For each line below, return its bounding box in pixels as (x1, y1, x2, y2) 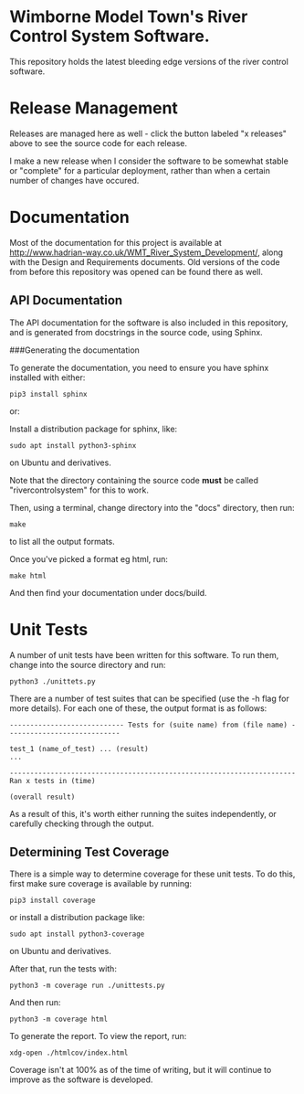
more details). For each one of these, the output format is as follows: (9, 702, 267, 714)
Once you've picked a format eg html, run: (9, 553, 169, 564)
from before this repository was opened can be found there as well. (9, 266, 263, 277)
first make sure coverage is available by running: (9, 878, 193, 889)
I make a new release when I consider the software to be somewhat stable (9, 155, 289, 166)
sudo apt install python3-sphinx (9, 441, 137, 450)
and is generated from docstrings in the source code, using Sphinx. (9, 326, 263, 337)
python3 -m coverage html (9, 1014, 108, 1025)
